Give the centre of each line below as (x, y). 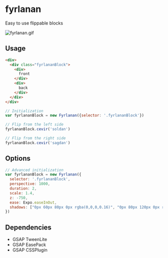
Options (18, 158)
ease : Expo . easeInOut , (33, 202)
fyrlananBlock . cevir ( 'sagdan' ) (38, 143)
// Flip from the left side (34, 124)
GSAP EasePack (29, 245)
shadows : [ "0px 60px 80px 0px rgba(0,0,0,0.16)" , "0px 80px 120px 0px (85, 207)
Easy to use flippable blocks (34, 23)
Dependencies (28, 227)
